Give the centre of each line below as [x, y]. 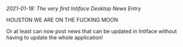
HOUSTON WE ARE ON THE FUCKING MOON [62, 20]
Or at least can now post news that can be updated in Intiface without [91, 31]
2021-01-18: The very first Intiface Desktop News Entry [74, 9]
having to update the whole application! [55, 37]
